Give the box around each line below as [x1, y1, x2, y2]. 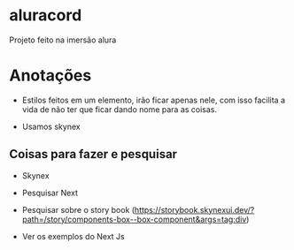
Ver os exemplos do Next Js [21, 231, 126, 241]
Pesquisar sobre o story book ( [21, 204, 135, 215]
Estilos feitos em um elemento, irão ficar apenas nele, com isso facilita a [21, 95, 286, 105]
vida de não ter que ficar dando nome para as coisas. [21, 103, 218, 115]
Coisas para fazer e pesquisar [9, 147, 178, 162]
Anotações [9, 65, 92, 86]
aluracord [9, 5, 82, 26]
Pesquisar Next [21, 187, 78, 198]
